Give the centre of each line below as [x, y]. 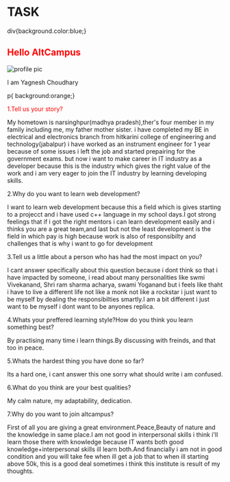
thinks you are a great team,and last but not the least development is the [109, 229]
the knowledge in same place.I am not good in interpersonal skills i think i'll [113, 434]
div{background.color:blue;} [47, 31]
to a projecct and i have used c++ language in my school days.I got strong [112, 214]
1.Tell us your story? [35, 109]
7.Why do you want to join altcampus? [61, 414]
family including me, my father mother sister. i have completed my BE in [108, 129]
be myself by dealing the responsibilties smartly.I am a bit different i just [108, 299]
